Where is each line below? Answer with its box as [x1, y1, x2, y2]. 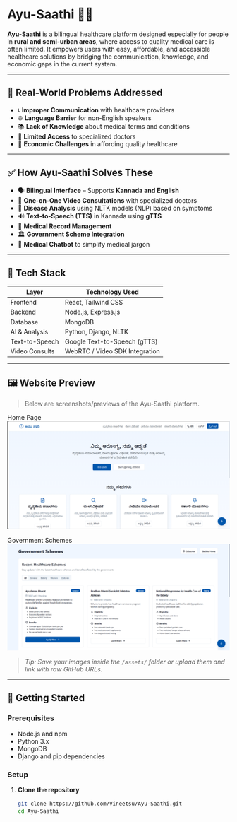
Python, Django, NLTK [64, 327, 129, 336]
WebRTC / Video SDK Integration [64, 347, 160, 356]
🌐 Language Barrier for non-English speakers [17, 113, 152, 122]
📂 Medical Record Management [17, 222, 112, 230]
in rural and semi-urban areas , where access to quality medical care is [7, 37, 215, 45]
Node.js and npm [17, 729, 68, 738]
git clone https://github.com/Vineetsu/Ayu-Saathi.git [17, 800, 183, 807]
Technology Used [85, 288, 139, 296]
